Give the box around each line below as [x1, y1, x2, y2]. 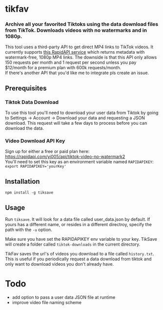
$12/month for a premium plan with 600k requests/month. [5, 65, 122, 71]
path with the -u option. [5, 227, 52, 232]
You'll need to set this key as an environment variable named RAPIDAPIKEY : [5, 159, 154, 165]
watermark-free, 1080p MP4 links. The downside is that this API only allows [5, 55, 157, 60]
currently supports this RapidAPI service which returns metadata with [5, 49, 145, 55]
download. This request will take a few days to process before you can [5, 120, 147, 126]
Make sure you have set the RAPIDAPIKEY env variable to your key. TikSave [5, 236, 157, 242]
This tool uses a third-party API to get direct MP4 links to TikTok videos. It [5, 44, 154, 50]
